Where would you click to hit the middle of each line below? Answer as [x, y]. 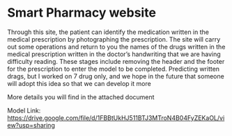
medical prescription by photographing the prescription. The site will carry [114, 39]
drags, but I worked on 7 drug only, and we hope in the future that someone [116, 76]
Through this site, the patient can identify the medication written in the [108, 32]
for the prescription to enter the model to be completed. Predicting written [114, 69]
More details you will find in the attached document [81, 97]
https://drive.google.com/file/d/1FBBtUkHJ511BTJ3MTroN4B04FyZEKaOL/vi [116, 118]
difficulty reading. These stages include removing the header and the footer [116, 61]
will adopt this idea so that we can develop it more [79, 83]
